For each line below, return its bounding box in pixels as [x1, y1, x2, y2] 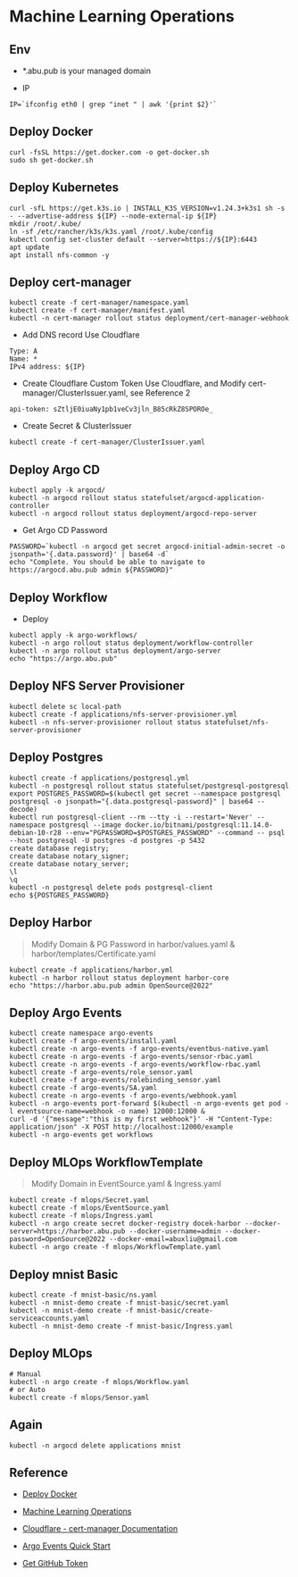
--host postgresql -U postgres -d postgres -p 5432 [9, 836, 205, 845]
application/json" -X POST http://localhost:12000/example [9, 1122, 234, 1131]
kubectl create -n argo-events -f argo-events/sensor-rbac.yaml [9, 1052, 253, 1062]
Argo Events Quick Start [21, 1540, 112, 1551]
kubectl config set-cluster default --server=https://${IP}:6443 [9, 235, 257, 244]
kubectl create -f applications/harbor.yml [9, 965, 174, 974]
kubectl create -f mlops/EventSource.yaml [9, 1204, 170, 1213]
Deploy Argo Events [9, 1005, 122, 1020]
